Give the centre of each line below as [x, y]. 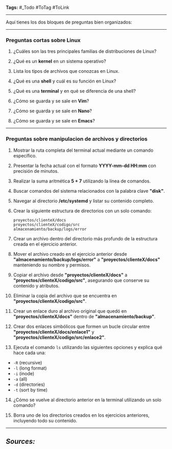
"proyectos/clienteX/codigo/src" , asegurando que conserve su [81, 280]
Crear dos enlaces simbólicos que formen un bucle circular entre [81, 326]
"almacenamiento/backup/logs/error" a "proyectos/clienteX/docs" [87, 259]
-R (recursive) [28, 362]
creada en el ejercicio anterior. [45, 244]
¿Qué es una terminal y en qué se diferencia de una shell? [75, 91]
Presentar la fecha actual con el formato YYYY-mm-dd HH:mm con [84, 166]
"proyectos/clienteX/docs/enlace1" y [54, 332]
